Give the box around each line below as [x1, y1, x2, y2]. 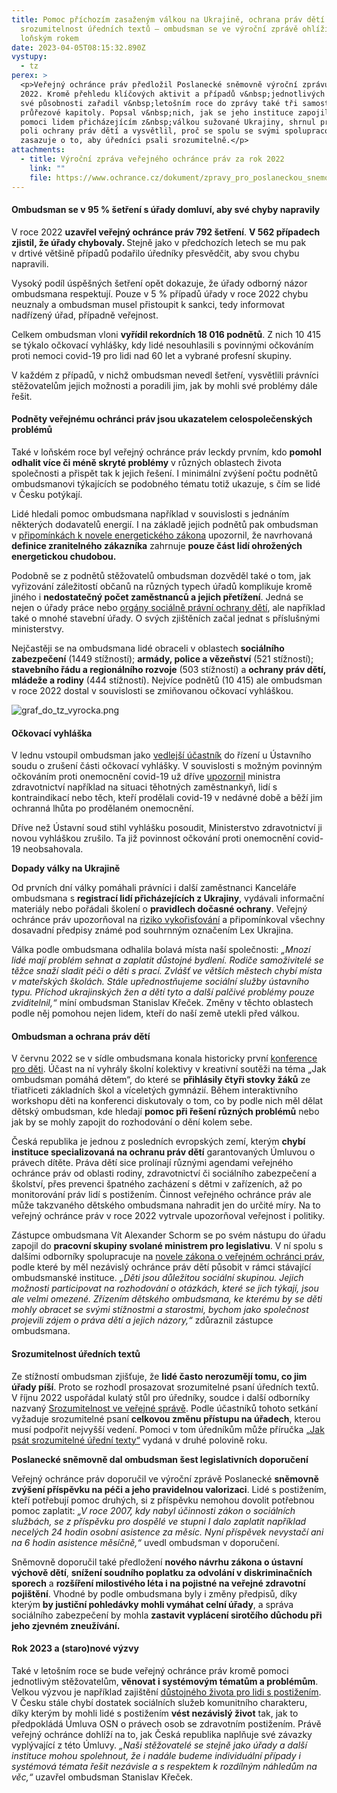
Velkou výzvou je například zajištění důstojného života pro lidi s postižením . [11, 1686, 322, 1698]
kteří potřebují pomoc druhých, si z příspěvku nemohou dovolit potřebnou [11, 1494, 315, 1506]
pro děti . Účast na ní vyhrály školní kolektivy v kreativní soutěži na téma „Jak [11, 1063, 327, 1075]
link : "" [29, 163, 66, 173]
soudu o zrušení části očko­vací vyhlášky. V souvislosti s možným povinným [11, 760, 323, 772]
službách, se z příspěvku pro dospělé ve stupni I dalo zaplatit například [11, 1515, 307, 1527]
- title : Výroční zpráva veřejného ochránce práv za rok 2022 [20, 154, 285, 164]
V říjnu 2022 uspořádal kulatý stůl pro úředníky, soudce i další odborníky [11, 1391, 311, 1403]
